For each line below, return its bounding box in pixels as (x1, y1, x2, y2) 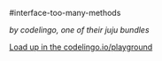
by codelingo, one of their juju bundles (9, 25, 150, 34)
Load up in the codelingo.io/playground (9, 42, 153, 52)
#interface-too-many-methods (9, 8, 121, 18)
